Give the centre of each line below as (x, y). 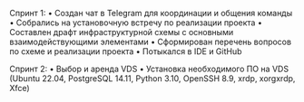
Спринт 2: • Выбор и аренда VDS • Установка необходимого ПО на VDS (149, 69)
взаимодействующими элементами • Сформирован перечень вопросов (151, 42)
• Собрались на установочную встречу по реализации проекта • (136, 23)
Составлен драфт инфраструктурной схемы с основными (122, 32)
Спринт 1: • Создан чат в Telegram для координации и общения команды (151, 13)
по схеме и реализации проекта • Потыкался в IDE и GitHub (126, 51)
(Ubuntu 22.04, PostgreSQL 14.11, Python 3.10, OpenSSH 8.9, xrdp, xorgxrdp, (152, 79)
